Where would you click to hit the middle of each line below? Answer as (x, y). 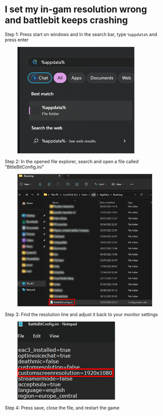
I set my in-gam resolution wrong (76, 9)
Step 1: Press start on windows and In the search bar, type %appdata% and (81, 34)
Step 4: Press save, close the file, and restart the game (62, 408)
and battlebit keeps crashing (66, 20)
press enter (17, 40)
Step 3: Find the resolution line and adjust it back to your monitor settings (81, 315)
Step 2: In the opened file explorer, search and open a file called (72, 161)
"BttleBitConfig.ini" (24, 167)
